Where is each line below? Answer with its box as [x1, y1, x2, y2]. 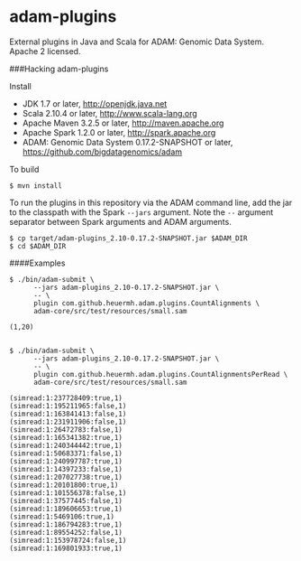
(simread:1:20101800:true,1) [9, 481, 119, 490]
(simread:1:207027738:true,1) [9, 472, 123, 482]
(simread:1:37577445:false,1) [9, 496, 123, 505]
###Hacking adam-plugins [9, 63, 109, 74]
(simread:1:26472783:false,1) [9, 425, 123, 435]
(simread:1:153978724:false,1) [9, 536, 127, 545]
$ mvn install [9, 181, 63, 191]
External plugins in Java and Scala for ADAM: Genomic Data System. [9, 36, 264, 47]
